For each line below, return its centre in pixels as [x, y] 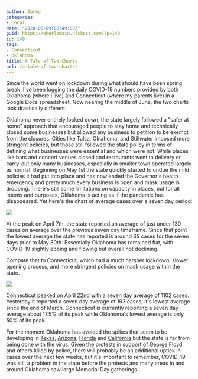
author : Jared [24, 12]
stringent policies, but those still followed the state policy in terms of [89, 145]
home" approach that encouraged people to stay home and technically [92, 126]
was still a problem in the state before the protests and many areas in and [95, 363]
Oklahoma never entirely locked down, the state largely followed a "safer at [98, 120]
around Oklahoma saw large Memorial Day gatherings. [72, 370]
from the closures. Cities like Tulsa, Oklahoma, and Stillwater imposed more [98, 139]
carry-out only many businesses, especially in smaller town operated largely [99, 164]
